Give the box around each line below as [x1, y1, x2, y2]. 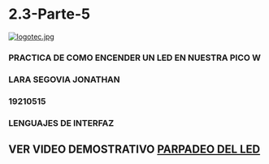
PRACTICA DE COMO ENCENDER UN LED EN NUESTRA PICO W [8, 52, 262, 63]
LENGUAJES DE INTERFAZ [8, 117, 115, 128]
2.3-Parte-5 [8, 5, 91, 24]
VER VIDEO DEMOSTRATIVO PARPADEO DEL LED [8, 143, 261, 157]
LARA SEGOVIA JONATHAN [8, 74, 120, 85]
